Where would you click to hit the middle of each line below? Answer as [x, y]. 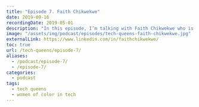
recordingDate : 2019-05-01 [40, 23]
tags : [13, 84]
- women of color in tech [44, 95]
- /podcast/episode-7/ [40, 61]
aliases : [17, 56]
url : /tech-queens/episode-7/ [44, 51]
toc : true [19, 45]
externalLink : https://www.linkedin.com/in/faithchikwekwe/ [83, 39]
